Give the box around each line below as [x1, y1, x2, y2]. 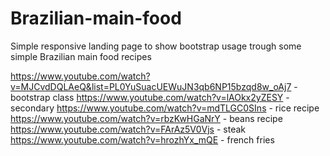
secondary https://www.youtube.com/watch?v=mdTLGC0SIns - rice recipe [10, 102, 320, 114]
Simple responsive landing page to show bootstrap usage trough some [10, 40, 302, 52]
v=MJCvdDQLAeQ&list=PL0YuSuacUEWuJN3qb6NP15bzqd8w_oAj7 [10, 80, 292, 92]
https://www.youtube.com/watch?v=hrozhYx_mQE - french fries [10, 133, 275, 146]
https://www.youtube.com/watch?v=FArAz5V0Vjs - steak [10, 123, 246, 135]
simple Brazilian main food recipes [10, 50, 152, 62]
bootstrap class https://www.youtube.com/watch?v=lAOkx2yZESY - [10, 91, 290, 103]
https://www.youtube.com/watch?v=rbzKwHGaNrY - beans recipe [10, 112, 283, 124]
